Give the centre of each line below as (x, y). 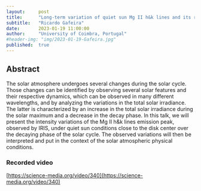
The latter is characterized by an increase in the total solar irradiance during (100, 109)
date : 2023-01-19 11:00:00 (48, 28)
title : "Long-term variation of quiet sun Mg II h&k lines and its (99, 17)
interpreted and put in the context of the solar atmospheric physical (89, 140)
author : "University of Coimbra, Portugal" (67, 34)
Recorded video (30, 162)
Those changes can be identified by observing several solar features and (96, 90)
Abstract (23, 69)
